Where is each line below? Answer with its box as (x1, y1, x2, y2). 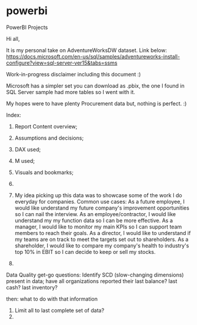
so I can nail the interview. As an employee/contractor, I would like (14, 210, 176, 217)
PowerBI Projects (6, 24, 49, 31)
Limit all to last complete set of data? (14, 307, 105, 314)
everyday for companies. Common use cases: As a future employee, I (14, 198, 185, 205)
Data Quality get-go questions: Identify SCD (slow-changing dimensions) (6, 271, 185, 278)
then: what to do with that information (6, 295, 98, 303)
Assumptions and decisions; (14, 134, 84, 141)
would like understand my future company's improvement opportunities (14, 204, 189, 211)
